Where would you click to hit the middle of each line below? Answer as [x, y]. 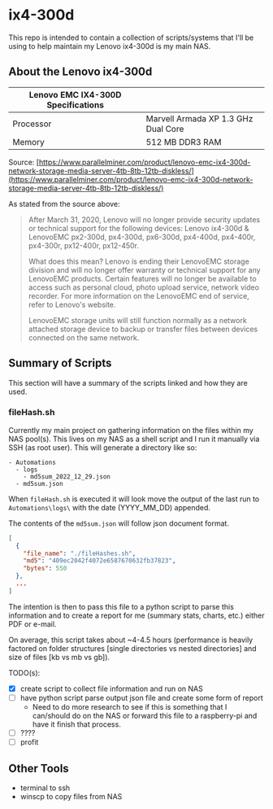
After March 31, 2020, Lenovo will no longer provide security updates [144, 219]
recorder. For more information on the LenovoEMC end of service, [139, 295]
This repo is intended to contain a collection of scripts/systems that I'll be [131, 37]
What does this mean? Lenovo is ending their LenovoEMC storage [139, 261]
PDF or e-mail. [32, 623]
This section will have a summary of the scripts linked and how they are [128, 383]
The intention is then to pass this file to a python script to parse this [121, 606]
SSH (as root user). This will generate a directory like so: [103, 447]
